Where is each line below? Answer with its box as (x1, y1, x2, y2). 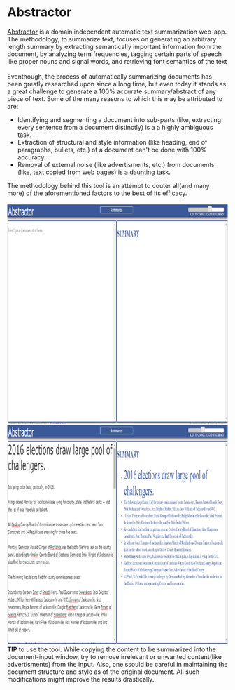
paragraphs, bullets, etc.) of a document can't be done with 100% (17, 145, 208, 154)
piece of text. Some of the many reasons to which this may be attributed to (7, 94, 222, 102)
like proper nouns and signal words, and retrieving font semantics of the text (7, 57, 227, 65)
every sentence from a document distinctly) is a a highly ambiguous (17, 123, 213, 131)
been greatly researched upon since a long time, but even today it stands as (7, 79, 227, 88)
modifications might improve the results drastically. (7, 675, 155, 683)
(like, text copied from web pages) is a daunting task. (17, 168, 171, 176)
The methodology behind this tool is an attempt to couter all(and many (7, 181, 210, 190)
